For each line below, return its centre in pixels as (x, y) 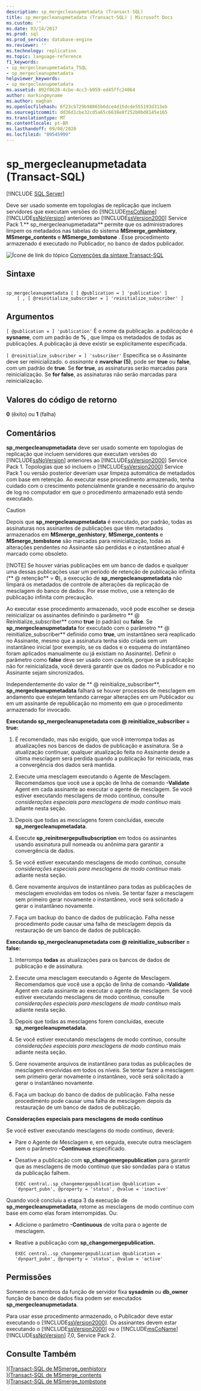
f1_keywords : (22, 62)
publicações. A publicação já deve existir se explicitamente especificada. (97, 344)
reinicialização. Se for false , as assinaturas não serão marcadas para (91, 374)
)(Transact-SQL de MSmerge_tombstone (56, 1381)
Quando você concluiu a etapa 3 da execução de (67, 1200)
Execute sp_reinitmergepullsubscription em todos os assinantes (96, 838)
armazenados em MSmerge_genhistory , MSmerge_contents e (85, 535)
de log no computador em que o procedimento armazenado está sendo (94, 492)
